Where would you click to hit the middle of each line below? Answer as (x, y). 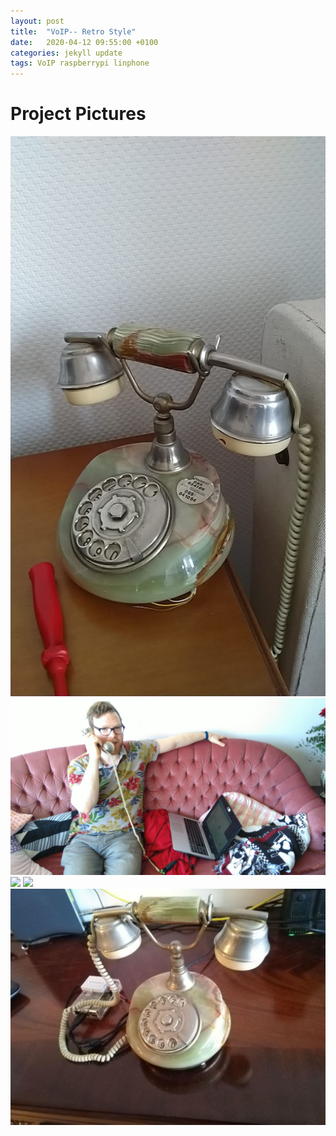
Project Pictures (78, 114)
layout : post (37, 21)
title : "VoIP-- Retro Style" (73, 31)
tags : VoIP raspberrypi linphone (80, 63)
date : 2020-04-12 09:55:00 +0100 (84, 42)
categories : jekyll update (66, 53)
